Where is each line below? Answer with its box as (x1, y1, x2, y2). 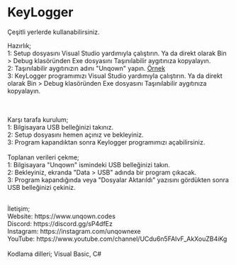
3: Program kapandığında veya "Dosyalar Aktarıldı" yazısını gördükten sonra (7, 175, 229, 184)
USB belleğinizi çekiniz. (7, 183, 76, 191)
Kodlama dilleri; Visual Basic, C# (7, 249, 101, 258)
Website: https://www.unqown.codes (7, 212, 116, 220)
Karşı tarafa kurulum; (7, 115, 69, 124)
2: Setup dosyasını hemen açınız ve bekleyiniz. (7, 130, 144, 139)
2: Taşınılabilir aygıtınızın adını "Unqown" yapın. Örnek (7, 64, 165, 72)
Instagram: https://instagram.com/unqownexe (7, 227, 142, 235)
